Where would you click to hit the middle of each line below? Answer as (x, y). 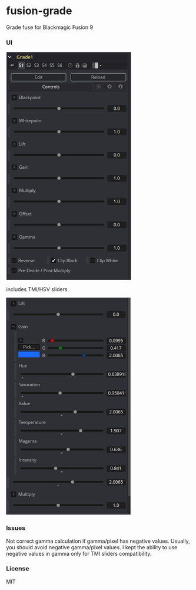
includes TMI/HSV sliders (37, 289)
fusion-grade (39, 11)
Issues (16, 528)
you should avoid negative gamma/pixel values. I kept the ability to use (92, 547)
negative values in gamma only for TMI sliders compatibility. (79, 553)
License (18, 569)
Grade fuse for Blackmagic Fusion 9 (49, 27)
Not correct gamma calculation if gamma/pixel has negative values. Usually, (98, 541)
